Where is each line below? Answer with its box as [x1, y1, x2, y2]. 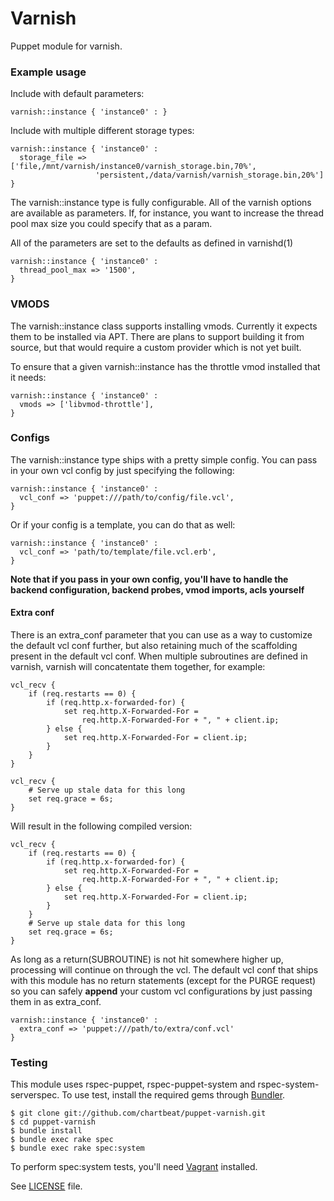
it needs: [10, 371, 47, 383]
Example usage [10, 65, 87, 79]
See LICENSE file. [10, 1180, 83, 1192]
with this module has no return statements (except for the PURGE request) [10, 975, 317, 987]
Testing [10, 1055, 48, 1069]
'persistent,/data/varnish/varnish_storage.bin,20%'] [95, 170, 325, 181]
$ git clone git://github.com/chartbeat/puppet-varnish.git [10, 1108, 267, 1119]
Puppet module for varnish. [10, 40, 123, 52]
